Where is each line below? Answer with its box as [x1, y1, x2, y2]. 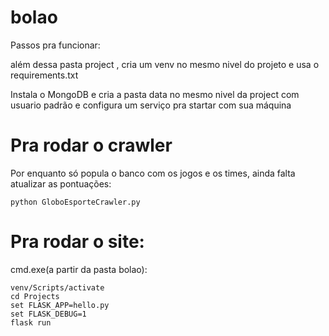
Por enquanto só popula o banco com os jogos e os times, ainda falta [10, 167, 296, 179]
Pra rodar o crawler [10, 134, 173, 157]
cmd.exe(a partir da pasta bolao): [10, 263, 148, 275]
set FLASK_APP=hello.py [10, 300, 110, 310]
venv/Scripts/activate [10, 282, 105, 293]
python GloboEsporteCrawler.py [10, 197, 141, 207]
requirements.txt [10, 69, 79, 81]
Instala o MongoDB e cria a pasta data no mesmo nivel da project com [10, 88, 300, 100]
